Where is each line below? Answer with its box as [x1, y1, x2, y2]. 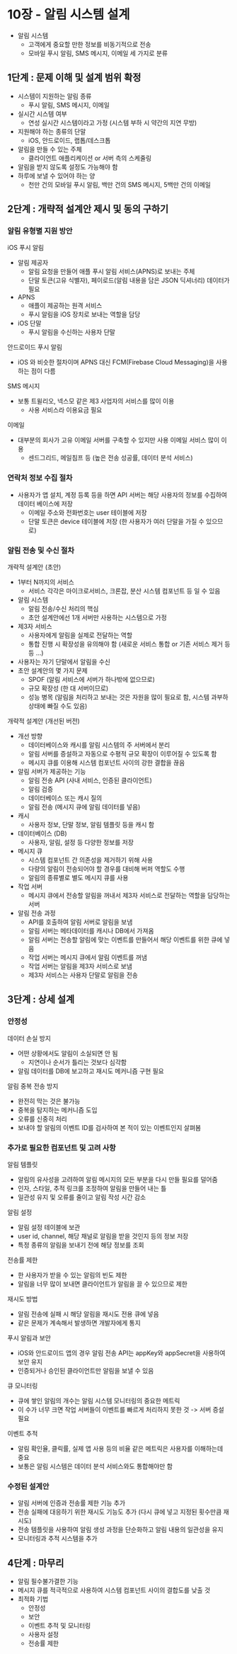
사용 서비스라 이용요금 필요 [28, 406, 103, 414]
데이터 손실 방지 [7, 1034, 52, 1042]
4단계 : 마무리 [7, 1557, 64, 1569]
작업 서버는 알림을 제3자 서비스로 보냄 [28, 962, 133, 971]
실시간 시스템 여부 [17, 109, 67, 118]
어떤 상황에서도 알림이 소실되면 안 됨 [17, 1049, 118, 1057]
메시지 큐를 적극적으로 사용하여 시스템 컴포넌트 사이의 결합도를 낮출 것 [17, 1586, 211, 1595]
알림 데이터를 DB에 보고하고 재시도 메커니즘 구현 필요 [17, 1066, 164, 1075]
